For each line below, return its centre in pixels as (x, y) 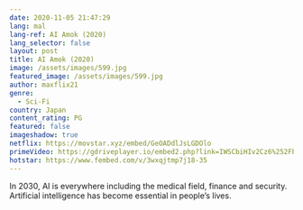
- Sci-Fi (34, 101)
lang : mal (28, 26)
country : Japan (38, 110)
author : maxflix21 (44, 85)
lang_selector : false (50, 43)
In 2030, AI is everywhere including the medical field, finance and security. (148, 186)
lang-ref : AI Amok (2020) (58, 34)
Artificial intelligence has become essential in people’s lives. (120, 196)
